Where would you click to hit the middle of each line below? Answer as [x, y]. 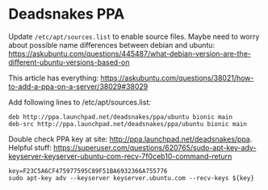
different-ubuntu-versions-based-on [69, 62]
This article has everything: [54, 78]
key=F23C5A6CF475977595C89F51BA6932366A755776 [88, 171]
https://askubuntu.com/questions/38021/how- [177, 78]
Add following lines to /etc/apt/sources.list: [80, 102]
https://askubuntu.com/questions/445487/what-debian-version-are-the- [130, 53]
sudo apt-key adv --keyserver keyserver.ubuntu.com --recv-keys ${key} [131, 178]
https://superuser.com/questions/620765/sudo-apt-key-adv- [155, 147]
